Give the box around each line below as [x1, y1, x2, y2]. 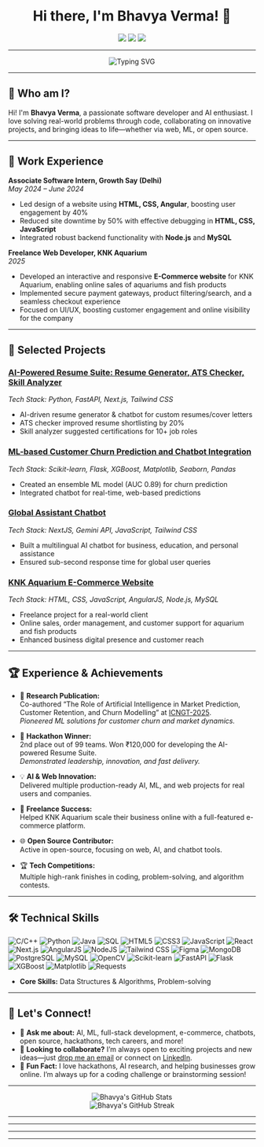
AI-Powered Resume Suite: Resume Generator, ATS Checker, [8, 367, 245, 378]
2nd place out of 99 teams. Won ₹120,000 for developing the [19, 739, 217, 749]
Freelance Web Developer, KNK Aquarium [8, 248, 148, 257]
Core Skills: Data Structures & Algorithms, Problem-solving [19, 976, 211, 986]
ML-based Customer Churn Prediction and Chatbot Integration [8, 446, 251, 457]
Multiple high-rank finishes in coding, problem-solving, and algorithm [19, 872, 244, 881]
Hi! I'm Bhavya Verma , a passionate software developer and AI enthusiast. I [8, 108, 253, 117]
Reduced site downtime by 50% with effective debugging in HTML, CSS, [19, 216, 255, 225]
